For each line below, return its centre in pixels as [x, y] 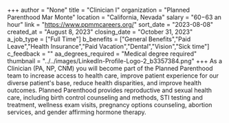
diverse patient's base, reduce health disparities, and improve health [104, 83]
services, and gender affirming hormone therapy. [77, 112]
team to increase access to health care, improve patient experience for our [113, 76]
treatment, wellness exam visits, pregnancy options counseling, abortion [110, 105]
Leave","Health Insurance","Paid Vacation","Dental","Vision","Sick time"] [108, 46]
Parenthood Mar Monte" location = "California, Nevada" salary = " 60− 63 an [115, 17]
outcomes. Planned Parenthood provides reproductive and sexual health [109, 90]
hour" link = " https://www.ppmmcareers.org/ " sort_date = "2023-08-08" [110, 24]
